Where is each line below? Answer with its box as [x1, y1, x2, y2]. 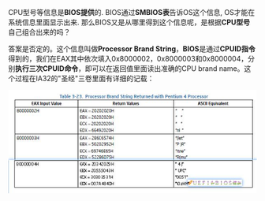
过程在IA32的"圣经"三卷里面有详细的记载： [14, 74, 155, 83]
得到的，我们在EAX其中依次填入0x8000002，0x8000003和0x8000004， [8, 54, 248, 63]
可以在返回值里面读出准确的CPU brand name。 [91, 64, 244, 73]
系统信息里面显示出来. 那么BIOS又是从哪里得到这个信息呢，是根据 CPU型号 [8, 17, 251, 27]
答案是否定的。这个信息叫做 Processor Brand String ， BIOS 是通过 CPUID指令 [8, 44, 256, 54]
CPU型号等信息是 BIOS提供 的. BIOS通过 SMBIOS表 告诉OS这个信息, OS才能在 [8, 8, 256, 17]
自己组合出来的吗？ [8, 28, 71, 36]
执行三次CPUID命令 [15, 64, 79, 73]
